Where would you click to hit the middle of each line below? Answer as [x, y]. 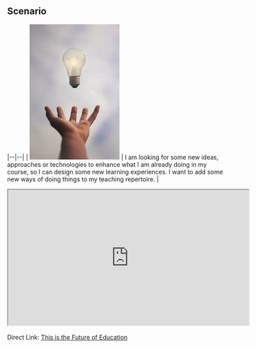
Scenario [27, 11]
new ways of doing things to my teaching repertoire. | [83, 179]
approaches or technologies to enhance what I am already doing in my [107, 164]
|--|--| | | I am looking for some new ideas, [113, 157]
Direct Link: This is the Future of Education [67, 337]
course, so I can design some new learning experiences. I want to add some [115, 172]
